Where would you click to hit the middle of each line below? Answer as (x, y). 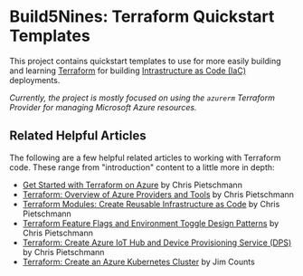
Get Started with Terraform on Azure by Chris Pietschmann (132, 185)
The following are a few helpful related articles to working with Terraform (145, 157)
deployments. (35, 80)
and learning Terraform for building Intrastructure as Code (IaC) (128, 71)
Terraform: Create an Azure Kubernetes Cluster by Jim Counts (138, 262)
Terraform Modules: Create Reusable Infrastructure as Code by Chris (151, 204)
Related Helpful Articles (78, 136)
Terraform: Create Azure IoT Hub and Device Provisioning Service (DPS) (157, 243)
